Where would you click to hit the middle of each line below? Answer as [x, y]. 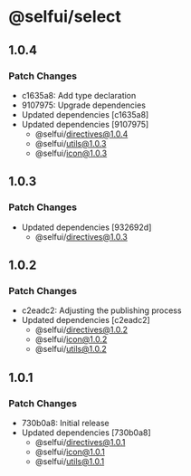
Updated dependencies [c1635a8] [85, 114]
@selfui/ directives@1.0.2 [81, 330]
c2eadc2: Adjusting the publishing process [101, 310]
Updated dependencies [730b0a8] [86, 433]
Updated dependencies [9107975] [85, 124]
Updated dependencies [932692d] [86, 227]
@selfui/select [65, 17]
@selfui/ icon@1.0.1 [70, 452]
